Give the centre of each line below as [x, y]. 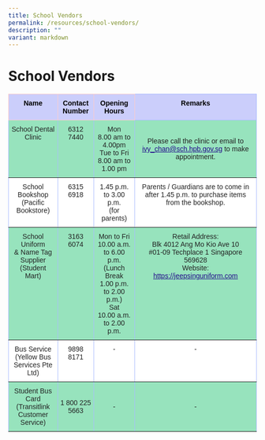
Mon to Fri [114, 237]
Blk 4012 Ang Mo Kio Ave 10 [196, 244]
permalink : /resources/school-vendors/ [74, 23]
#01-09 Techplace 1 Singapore [196, 252]
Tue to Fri [114, 153]
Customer [33, 415]
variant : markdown [38, 37]
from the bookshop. [195, 203]
